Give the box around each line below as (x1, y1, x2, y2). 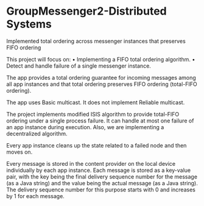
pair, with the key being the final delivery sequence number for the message (6, 172, 198, 180)
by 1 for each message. (6, 192, 65, 199)
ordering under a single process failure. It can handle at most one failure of (6, 117, 194, 124)
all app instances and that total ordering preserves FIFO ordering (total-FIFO (6, 80, 198, 88)
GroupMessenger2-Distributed (6, 4, 167, 18)
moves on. (6, 148, 33, 155)
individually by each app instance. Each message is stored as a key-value (6, 166, 191, 174)
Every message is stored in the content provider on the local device (6, 160, 175, 167)
